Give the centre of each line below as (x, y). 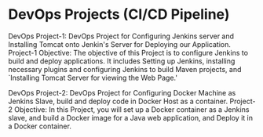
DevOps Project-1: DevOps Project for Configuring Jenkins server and (121, 36)
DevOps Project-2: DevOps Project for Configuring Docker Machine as (122, 92)
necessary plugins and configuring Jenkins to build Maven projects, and (125, 69)
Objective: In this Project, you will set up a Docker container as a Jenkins (132, 109)
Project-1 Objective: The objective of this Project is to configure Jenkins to (128, 52)
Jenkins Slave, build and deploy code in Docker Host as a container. (118, 101)
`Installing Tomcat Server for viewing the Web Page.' (93, 78)
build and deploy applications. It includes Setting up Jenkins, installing (122, 61)
